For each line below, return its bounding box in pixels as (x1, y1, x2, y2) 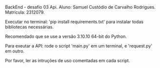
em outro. (5, 48, 25, 54)
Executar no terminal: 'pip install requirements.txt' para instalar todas (5, 19, 144, 24)
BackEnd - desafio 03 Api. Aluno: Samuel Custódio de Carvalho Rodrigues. (5, 4, 156, 10)
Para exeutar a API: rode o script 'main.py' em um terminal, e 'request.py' (5, 43, 153, 48)
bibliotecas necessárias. (5, 24, 54, 30)
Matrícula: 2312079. (5, 9, 45, 15)
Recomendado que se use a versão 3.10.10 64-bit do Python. (5, 34, 127, 39)
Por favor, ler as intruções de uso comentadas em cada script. (5, 58, 130, 63)
